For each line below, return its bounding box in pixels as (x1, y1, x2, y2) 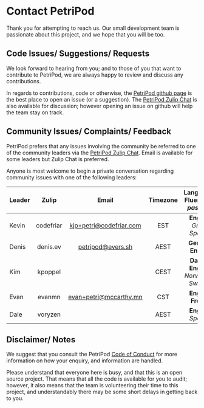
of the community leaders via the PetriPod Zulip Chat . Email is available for (6, 149, 193, 156)
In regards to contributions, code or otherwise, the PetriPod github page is (6, 89, 192, 97)
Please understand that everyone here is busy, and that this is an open (6, 369, 183, 376)
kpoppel (37, 268, 61, 276)
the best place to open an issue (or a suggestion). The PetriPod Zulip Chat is (6, 95, 197, 103)
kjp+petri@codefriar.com (69, 221, 141, 229)
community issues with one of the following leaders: (6, 173, 137, 181)
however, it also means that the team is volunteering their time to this (6, 382, 178, 389)
